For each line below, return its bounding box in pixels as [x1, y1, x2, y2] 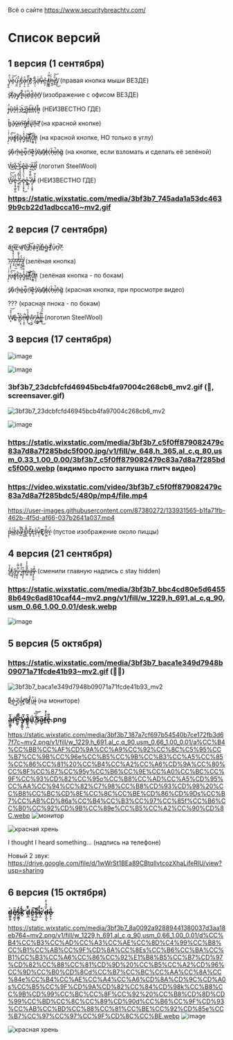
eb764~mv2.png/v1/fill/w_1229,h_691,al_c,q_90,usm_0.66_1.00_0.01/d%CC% [8, 931, 224, 939]
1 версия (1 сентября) [8, 57, 105, 69]
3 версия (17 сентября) [8, 333, 112, 345]
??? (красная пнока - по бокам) [8, 299, 101, 307]
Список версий [8, 30, 101, 46]
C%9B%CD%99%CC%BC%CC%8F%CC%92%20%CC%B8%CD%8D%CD [8, 990, 225, 998]
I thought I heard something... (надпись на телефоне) [8, 838, 161, 846]
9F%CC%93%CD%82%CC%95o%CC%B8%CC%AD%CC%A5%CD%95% [8, 774, 224, 783]
